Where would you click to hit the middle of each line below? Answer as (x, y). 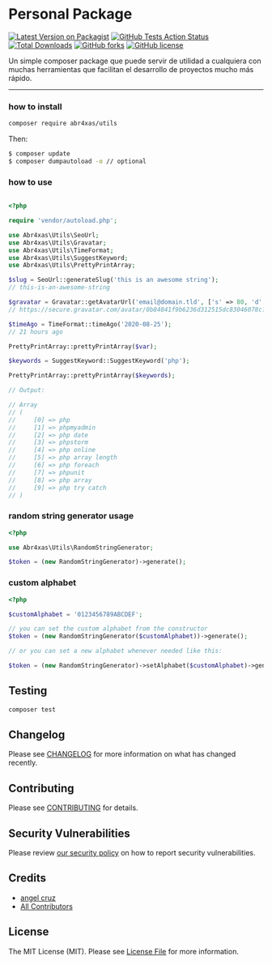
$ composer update (39, 154)
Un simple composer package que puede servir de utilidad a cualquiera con (135, 61)
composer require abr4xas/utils (63, 124)
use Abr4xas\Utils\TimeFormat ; (61, 250)
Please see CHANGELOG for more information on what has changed (122, 754)
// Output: (27, 390)
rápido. (20, 78)
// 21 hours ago (36, 332)
